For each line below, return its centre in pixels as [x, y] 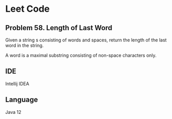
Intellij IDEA [17, 84]
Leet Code [28, 9]
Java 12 [13, 112]
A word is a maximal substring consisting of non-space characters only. [81, 55]
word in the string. [25, 45]
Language [22, 100]
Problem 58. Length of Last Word [59, 28]
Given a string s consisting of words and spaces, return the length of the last [86, 40]
